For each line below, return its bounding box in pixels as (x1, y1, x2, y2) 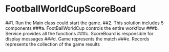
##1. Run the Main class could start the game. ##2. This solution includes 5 (5, 20, 164, 26)
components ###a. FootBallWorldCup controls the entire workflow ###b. (5, 25, 159, 31)
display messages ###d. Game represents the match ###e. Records (5, 36, 150, 42)
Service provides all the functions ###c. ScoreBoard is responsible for (5, 30, 154, 36)
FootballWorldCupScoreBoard (5, 3, 136, 15)
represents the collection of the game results (5, 41, 100, 47)
